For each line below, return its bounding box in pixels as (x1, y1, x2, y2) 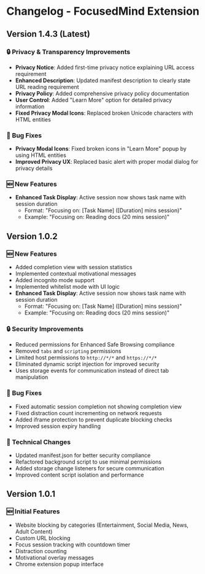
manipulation (15, 373, 48, 381)
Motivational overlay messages (15, 554, 94, 561)
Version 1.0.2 (6, 231, 58, 242)
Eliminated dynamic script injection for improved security (15, 361, 160, 368)
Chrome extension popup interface (15, 560, 104, 568)
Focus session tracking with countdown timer (15, 541, 131, 548)
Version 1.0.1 (6, 489, 56, 499)
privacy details (15, 164, 53, 172)
